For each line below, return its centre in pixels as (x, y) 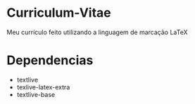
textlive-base (36, 94)
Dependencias (50, 60)
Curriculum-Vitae (59, 13)
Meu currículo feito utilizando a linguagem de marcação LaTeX (97, 32)
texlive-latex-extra (43, 87)
